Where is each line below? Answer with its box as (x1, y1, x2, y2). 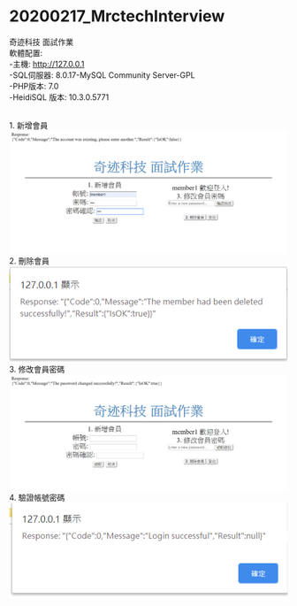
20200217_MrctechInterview (9, 6, 225, 27)
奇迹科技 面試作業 (9, 36, 73, 47)
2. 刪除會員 (9, 255, 50, 266)
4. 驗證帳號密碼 (9, 493, 65, 503)
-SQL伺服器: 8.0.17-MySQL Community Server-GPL (9, 69, 196, 81)
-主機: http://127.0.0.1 (9, 58, 85, 69)
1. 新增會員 (9, 119, 49, 130)
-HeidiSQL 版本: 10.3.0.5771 (9, 91, 110, 103)
